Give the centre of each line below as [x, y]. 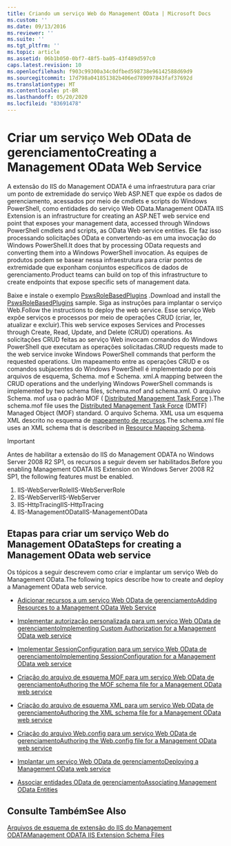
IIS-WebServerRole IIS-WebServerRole [71, 490]
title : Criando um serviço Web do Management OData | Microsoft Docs [109, 13]
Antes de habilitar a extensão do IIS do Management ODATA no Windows [111, 454]
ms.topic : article [33, 53]
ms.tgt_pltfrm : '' [33, 46]
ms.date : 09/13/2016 [37, 26]
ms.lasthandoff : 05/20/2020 [48, 98]
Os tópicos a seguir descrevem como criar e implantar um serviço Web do [113, 572]
